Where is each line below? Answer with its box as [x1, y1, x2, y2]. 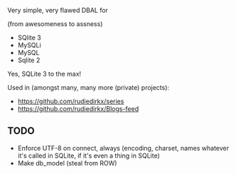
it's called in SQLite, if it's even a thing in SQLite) [17, 151, 160, 160]
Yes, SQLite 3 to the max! [7, 70, 82, 78]
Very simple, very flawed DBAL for [7, 6, 109, 14]
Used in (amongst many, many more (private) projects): [7, 83, 169, 91]
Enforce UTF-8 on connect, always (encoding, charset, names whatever [17, 144, 230, 152]
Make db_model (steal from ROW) [17, 158, 117, 167]
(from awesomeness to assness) [7, 20, 103, 28]
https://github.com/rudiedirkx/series [17, 97, 124, 105]
